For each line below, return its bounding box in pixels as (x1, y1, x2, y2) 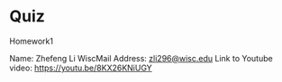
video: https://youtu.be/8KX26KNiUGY (9, 62, 153, 73)
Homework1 (9, 36, 54, 46)
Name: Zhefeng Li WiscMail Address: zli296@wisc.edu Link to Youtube (9, 53, 273, 63)
